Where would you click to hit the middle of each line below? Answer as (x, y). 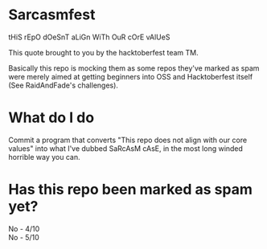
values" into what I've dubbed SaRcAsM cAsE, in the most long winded (126, 148)
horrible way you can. (44, 157)
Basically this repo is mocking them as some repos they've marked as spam (134, 68)
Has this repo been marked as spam (131, 190)
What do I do (51, 118)
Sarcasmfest (52, 15)
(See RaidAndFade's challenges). (64, 85)
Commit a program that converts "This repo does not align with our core (128, 140)
